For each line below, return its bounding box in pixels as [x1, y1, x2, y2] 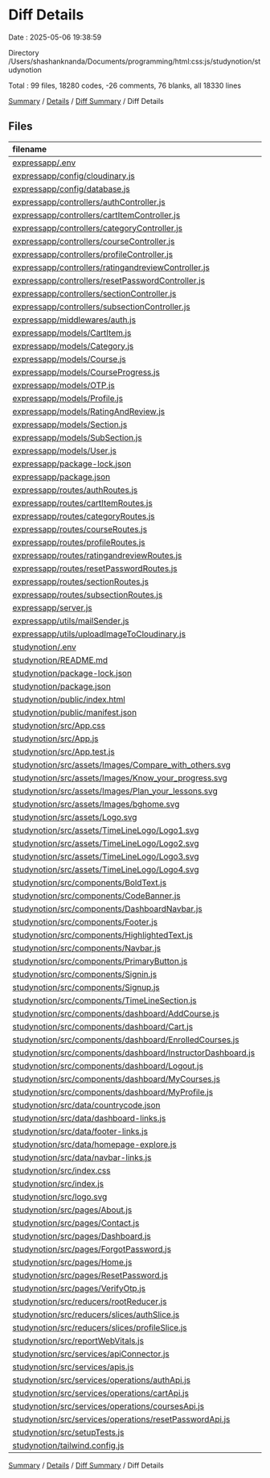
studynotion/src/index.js [12, 1178, 104, 1189]
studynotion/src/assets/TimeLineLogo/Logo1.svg [12, 824, 199, 835]
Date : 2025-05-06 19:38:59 [8, 32, 102, 42]
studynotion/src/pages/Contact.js [12, 1217, 140, 1228]
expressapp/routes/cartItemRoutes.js [12, 497, 153, 508]
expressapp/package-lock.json [12, 457, 132, 469]
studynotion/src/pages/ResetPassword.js [12, 1269, 169, 1281]
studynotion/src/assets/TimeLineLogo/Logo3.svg [12, 851, 199, 862]
